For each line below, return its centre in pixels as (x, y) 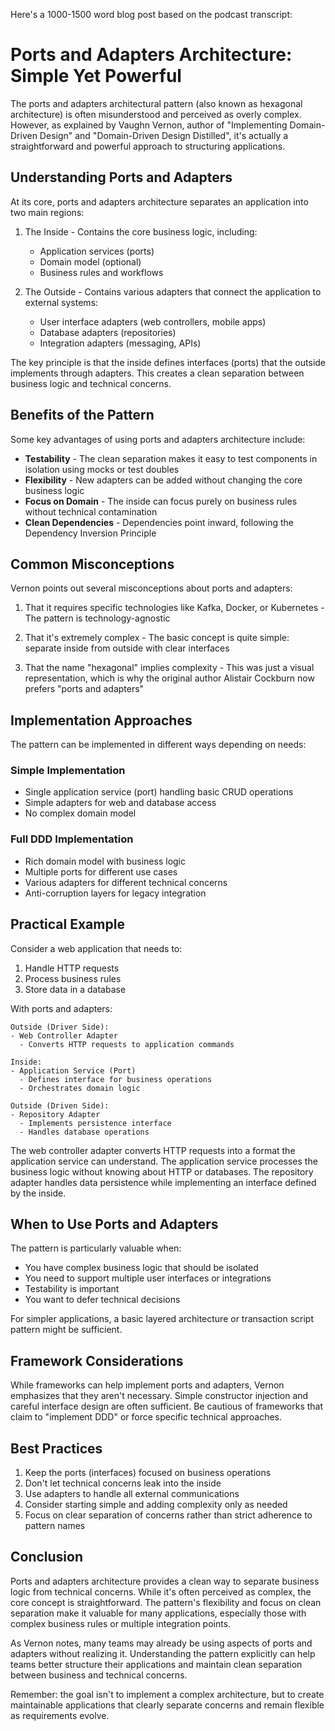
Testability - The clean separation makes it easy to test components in (171, 458)
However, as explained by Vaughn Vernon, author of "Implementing (149, 125)
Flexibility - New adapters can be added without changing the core (163, 480)
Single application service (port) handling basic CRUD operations (159, 792)
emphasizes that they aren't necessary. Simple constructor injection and (159, 1396)
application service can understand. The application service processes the (164, 1161)
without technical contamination (91, 511)
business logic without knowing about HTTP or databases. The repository (162, 1171)
